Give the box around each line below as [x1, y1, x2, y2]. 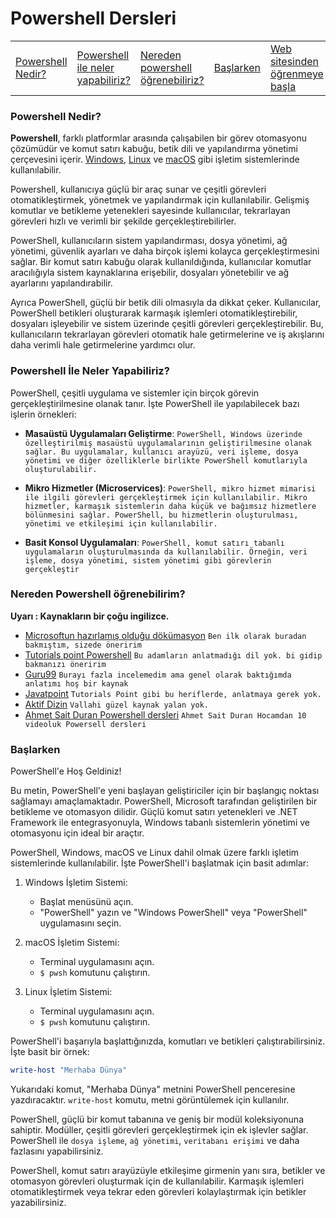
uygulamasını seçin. [39, 917, 122, 929]
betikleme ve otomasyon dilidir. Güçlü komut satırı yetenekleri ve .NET [10, 806, 298, 818]
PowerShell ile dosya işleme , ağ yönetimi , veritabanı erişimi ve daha [10, 1135, 300, 1146]
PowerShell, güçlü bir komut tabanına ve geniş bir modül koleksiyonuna [10, 1113, 304, 1125]
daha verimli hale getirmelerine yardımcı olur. [10, 339, 196, 351]
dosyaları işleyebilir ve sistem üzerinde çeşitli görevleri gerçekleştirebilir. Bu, [10, 318, 324, 330]
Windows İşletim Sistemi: [24, 877, 128, 889]
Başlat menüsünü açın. [39, 896, 134, 908]
